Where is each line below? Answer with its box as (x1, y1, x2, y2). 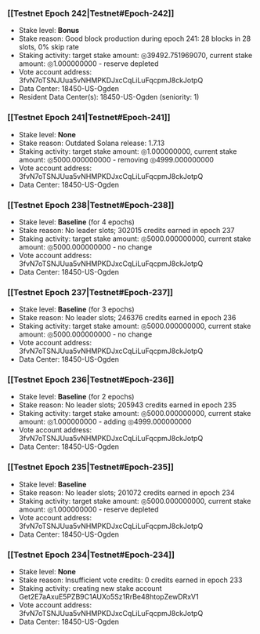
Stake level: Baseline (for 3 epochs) (18, 304, 135, 314)
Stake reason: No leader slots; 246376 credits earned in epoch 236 (18, 313, 237, 322)
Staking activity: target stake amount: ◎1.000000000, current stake (18, 146, 237, 156)
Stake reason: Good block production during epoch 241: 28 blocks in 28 (18, 34, 251, 43)
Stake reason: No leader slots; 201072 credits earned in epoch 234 (18, 487, 236, 497)
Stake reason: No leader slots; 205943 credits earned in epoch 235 (18, 400, 237, 410)
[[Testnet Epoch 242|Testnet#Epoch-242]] (7, 8, 175, 19)
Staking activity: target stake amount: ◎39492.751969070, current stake (18, 51, 253, 60)
